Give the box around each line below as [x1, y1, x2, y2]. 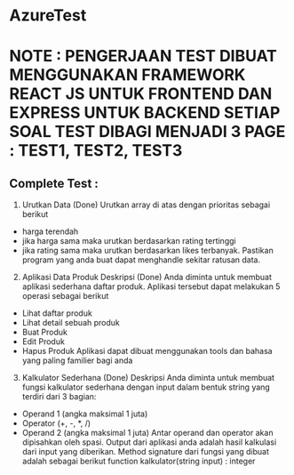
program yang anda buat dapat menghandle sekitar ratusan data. [21, 254, 260, 265]
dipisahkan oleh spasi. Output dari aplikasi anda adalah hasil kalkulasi [21, 437, 277, 447]
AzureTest [9, 5, 87, 26]
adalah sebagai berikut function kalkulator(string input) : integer [21, 455, 256, 467]
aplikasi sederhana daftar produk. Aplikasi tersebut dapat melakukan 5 [21, 281, 281, 292]
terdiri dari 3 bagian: [21, 391, 97, 402]
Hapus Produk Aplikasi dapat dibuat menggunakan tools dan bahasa [21, 346, 273, 357]
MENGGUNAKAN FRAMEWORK [9, 65, 246, 85]
